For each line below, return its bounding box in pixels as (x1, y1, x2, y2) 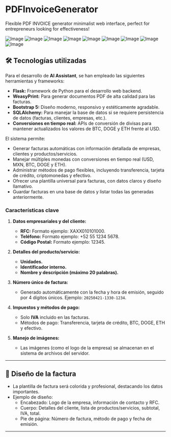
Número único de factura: (12, 279, 69, 285)
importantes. (12, 388, 40, 395)
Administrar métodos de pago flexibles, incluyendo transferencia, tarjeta (12, 167, 164, 173)
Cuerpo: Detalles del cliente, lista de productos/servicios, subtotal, (20, 404, 160, 411)
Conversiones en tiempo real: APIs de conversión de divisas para (12, 120, 152, 126)
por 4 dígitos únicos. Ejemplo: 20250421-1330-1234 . (20, 295, 127, 301)
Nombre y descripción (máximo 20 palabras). (20, 270, 119, 276)
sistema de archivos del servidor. (20, 350, 90, 357)
